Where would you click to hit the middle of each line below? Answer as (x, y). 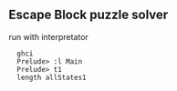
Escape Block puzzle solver (88, 15)
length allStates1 (52, 77)
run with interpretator (48, 36)
